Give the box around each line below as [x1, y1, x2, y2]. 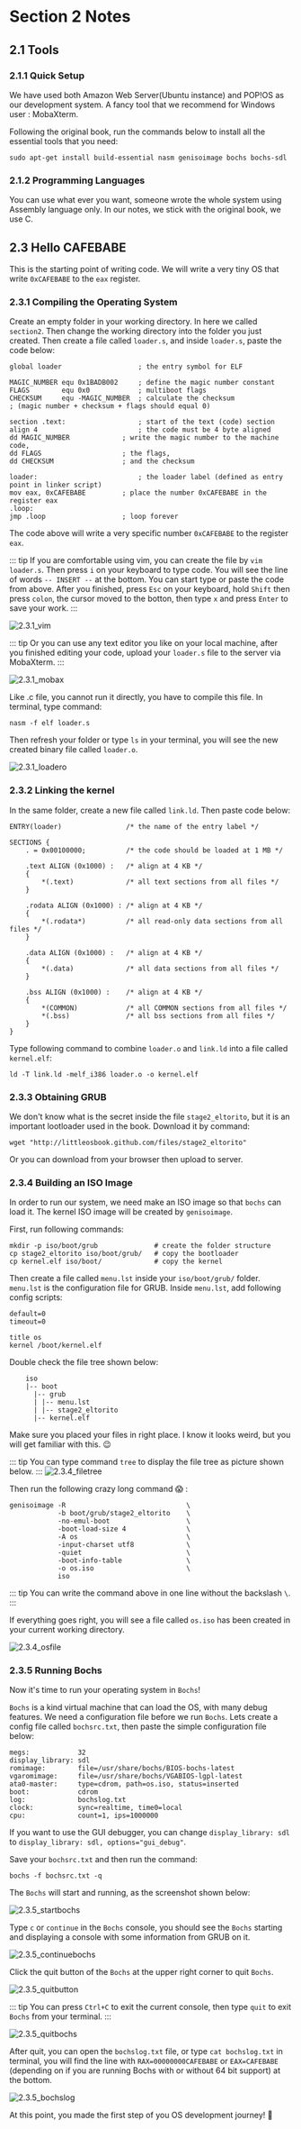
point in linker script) [9, 480, 102, 490]
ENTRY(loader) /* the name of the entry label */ [9, 822, 259, 831]
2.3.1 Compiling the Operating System [9, 296, 178, 308]
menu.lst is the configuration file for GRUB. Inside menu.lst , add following [9, 1282, 281, 1294]
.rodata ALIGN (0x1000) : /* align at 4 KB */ [25, 901, 203, 910]
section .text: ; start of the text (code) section [9, 417, 276, 427]
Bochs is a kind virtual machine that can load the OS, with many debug [9, 1702, 268, 1713]
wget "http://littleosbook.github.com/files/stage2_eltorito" [9, 1138, 247, 1147]
